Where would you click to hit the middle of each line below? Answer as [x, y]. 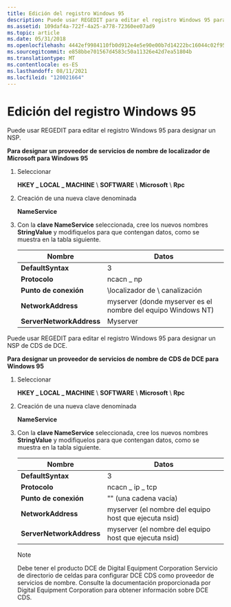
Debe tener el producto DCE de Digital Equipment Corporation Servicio [117, 569]
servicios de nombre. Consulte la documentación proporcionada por [114, 583]
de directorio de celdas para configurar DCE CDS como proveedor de [115, 575]
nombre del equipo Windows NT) [161, 310]
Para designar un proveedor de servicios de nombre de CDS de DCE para [113, 359]
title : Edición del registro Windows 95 [66, 13]
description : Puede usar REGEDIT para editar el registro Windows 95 [109, 20]
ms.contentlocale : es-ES [43, 65]
